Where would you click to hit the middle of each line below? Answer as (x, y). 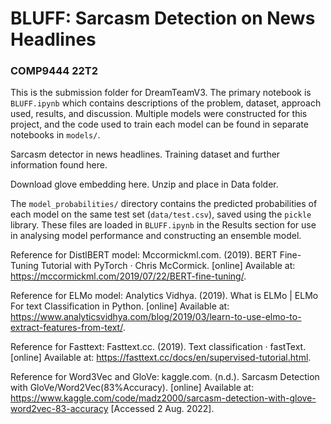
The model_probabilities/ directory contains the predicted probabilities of (164, 204)
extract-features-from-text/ (66, 328)
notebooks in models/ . (55, 135)
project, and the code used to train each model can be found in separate (159, 124)
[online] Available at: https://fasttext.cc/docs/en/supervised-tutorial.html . (161, 358)
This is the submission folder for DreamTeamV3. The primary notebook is (161, 93)
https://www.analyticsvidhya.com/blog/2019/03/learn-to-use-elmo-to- (156, 317)
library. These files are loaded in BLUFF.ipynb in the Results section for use (163, 225)
